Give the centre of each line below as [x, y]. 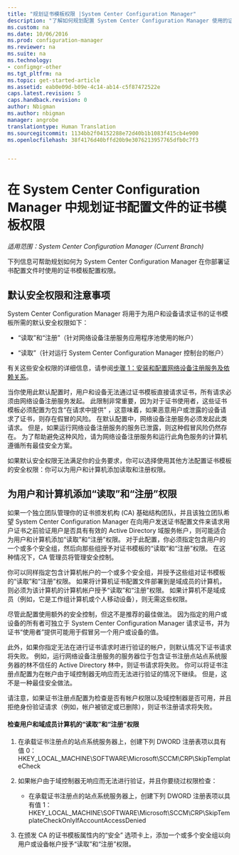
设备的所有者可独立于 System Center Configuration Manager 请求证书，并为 [119, 623]
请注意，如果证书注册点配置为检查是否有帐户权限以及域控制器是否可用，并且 [119, 698]
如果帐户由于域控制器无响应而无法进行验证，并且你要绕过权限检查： [117, 781]
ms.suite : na [27, 54]
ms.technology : [30, 61]
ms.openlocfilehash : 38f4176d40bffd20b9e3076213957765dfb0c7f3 [103, 140]
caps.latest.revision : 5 [44, 93]
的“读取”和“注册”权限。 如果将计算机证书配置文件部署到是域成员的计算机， [117, 581]
